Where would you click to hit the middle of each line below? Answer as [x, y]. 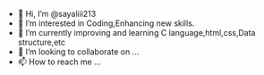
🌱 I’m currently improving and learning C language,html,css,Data [136, 33]
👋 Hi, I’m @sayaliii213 [57, 14]
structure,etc [42, 42]
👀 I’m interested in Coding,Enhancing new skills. [106, 23]
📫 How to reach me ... [59, 62]
